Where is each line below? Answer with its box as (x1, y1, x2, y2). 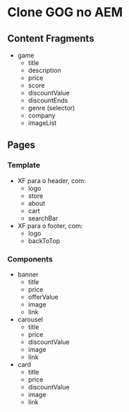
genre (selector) (27, 104, 75, 112)
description (27, 66, 61, 74)
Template (7, 160, 41, 170)
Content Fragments (7, 33, 94, 45)
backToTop (27, 236, 61, 245)
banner (17, 270, 39, 278)
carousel (17, 315, 44, 324)
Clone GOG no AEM (7, 4, 123, 20)
